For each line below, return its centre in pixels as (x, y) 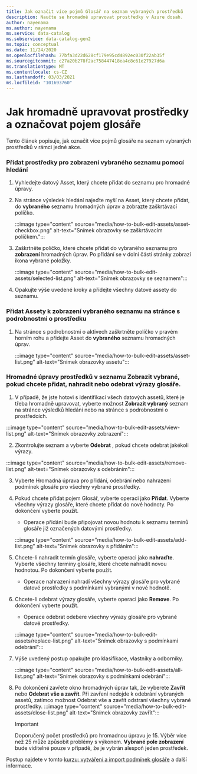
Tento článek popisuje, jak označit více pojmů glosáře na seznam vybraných (99, 141)
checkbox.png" (33, 230)
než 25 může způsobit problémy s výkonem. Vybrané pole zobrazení (99, 742)
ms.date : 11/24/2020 (32, 50)
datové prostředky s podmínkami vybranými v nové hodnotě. (97, 588)
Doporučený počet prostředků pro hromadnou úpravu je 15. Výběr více (101, 735)
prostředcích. (31, 416)
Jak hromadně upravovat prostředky (98, 112)
